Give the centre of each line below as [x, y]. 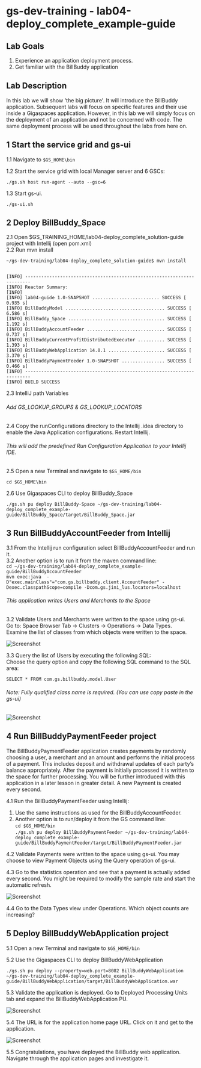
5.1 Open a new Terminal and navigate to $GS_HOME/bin [73, 948]
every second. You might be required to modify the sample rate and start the [101, 878]
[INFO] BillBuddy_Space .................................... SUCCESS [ [99, 319]
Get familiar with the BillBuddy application [67, 67]
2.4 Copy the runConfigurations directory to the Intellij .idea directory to [95, 426]
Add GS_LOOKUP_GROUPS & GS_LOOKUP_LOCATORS [74, 407]
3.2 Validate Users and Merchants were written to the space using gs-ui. [96, 619]
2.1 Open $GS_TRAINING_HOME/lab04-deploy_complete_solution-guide [95, 237]
